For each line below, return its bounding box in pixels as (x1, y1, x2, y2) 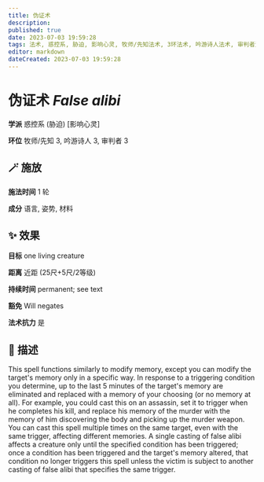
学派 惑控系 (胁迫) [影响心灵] (8, 119, 101, 128)
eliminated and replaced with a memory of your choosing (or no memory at (8, 390, 251, 399)
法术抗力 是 (8, 318, 45, 327)
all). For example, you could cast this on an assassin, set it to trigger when (8, 398, 248, 407)
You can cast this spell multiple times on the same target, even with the (8, 423, 239, 432)
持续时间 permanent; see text (8, 285, 104, 294)
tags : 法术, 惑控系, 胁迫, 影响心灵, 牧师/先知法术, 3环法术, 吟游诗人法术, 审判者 (8, 41, 255, 49)
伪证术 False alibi (8, 92, 121, 110)
